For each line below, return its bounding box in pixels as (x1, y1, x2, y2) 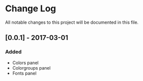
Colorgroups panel (12, 65, 51, 71)
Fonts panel (12, 70, 37, 76)
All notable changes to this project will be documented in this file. (5, 19, 139, 25)
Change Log (5, 3, 56, 14)
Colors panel (12, 60, 39, 66)
